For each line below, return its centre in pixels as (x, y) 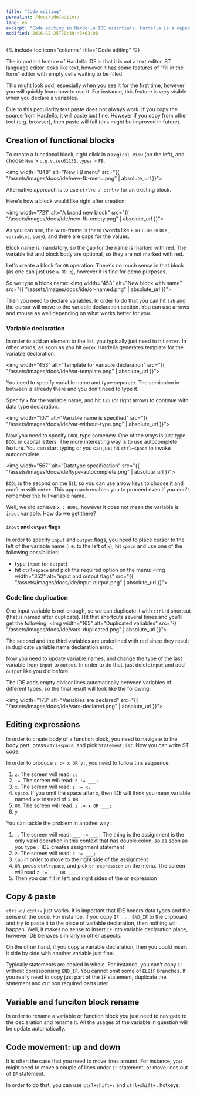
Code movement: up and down (63, 1047)
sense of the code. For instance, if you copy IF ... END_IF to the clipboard (97, 917)
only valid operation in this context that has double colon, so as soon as (101, 841)
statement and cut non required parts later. (58, 983)
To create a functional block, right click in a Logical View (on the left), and (95, 154)
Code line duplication (37, 598)
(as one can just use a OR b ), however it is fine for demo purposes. (86, 272)
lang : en (17, 22)
